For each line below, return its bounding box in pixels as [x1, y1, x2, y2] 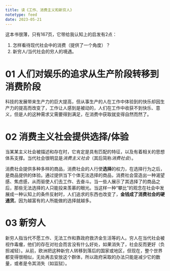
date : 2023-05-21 [5, 17, 42, 22]
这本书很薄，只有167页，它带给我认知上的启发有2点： [5, 31, 117, 38]
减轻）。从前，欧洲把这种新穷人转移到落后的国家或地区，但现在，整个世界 [9, 248, 163, 254]
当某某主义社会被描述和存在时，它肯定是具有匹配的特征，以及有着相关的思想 [5, 149, 165, 155]
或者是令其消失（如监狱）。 [14, 260, 70, 266]
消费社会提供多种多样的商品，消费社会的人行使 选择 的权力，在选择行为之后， [5, 166, 165, 172]
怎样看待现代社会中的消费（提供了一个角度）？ [12, 42, 110, 48]
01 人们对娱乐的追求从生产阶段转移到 [5, 68, 159, 80]
